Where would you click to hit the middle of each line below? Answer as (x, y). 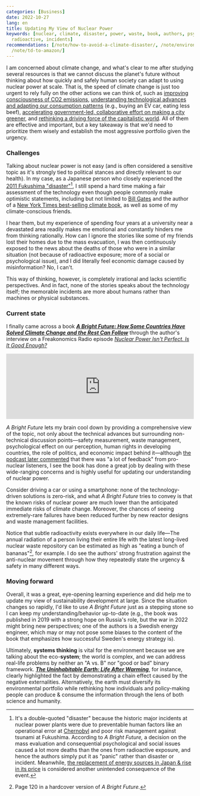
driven (14, 496)
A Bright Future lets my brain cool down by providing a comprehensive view (99, 427)
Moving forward (30, 581)
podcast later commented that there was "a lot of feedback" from (86, 459)
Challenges (23, 153)
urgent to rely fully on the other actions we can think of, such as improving (97, 93)
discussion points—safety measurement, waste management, (105, 440)
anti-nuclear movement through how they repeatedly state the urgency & (96, 560)
